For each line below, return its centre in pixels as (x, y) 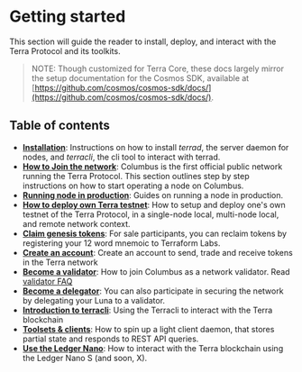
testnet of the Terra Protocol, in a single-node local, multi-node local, (151, 214)
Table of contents (59, 126)
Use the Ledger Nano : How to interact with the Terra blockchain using (153, 348)
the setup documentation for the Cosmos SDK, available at (140, 77)
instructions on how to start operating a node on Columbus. (133, 186)
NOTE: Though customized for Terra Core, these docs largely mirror (157, 68)
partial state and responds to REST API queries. (110, 339)
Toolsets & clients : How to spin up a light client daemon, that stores (148, 329)
